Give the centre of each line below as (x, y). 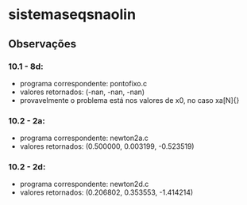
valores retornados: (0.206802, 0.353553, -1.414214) (106, 192)
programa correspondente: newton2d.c (84, 184)
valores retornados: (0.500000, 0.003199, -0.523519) (107, 146)
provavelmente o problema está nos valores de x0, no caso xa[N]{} (129, 100)
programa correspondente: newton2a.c (84, 138)
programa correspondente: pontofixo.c (83, 83)
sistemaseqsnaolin (72, 15)
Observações (42, 44)
